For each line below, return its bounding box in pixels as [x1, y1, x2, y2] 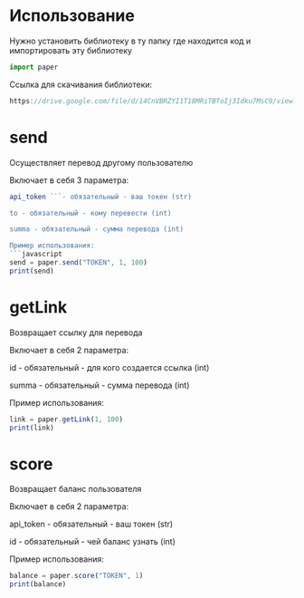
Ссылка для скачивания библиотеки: [9, 79, 153, 90]
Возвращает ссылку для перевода [9, 327, 143, 338]
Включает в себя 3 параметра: [9, 174, 129, 186]
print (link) [9, 423, 54, 432]
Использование [9, 5, 136, 26]
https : [9, 96, 34, 105]
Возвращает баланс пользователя [9, 484, 142, 495]
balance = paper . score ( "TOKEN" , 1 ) [9, 572, 144, 581]
